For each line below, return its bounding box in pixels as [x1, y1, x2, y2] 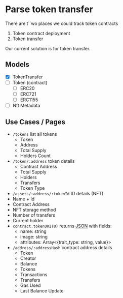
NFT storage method [12, 206, 56, 213]
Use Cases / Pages [5, 117, 66, 126]
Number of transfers [12, 212, 56, 218]
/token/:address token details [12, 158, 75, 164]
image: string [20, 233, 48, 240]
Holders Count [20, 153, 51, 159]
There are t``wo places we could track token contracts [5, 20, 118, 26]
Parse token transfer [5, 4, 94, 15]
